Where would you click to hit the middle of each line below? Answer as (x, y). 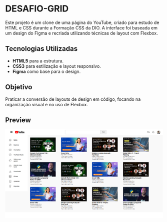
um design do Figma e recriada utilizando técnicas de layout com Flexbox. (82, 33)
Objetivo (19, 87)
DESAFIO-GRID (37, 9)
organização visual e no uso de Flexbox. (47, 104)
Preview (18, 120)
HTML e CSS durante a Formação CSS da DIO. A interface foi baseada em (81, 27)
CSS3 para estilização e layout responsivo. (56, 66)
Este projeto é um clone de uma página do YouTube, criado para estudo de (82, 22)
